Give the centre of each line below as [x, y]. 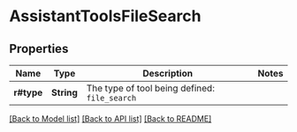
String [65, 92]
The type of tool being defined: [150, 88]
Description [168, 73]
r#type [28, 92]
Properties [39, 49]
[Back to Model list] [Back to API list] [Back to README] [110, 119]
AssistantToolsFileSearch [105, 16]
